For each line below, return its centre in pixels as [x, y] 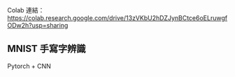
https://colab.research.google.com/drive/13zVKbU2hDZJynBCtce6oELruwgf [117, 18]
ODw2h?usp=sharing [38, 25]
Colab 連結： [26, 10]
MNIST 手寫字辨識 [47, 49]
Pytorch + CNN [29, 66]
